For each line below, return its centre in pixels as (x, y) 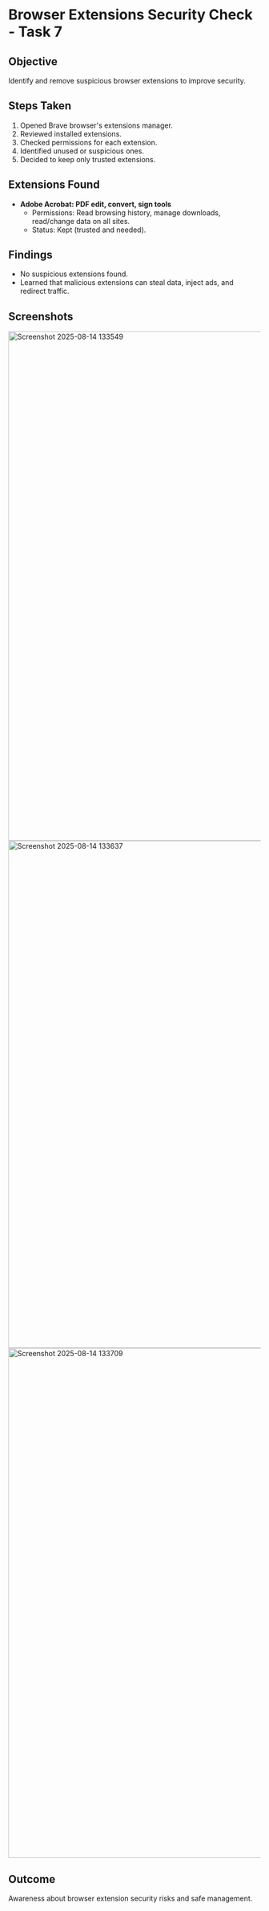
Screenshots (41, 316)
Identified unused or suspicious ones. (82, 151)
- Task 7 (35, 32)
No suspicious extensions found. (74, 274)
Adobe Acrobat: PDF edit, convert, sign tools (96, 204)
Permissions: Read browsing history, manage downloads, (126, 212)
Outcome (32, 1879)
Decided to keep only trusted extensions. (88, 159)
